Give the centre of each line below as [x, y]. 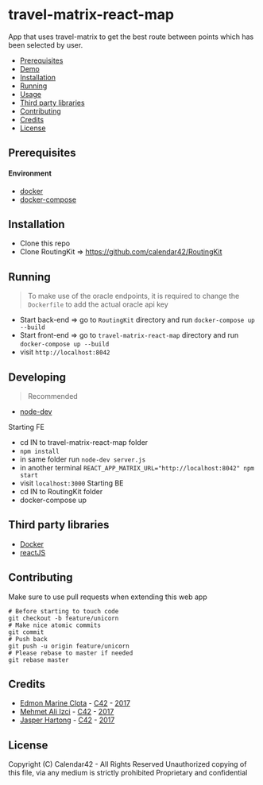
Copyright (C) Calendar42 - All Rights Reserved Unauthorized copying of [128, 764]
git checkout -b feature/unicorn [64, 618]
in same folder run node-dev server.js [83, 459]
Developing [37, 377]
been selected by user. [46, 44]
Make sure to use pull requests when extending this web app [108, 597]
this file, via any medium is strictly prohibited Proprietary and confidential [128, 773]
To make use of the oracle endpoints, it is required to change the [133, 296]
